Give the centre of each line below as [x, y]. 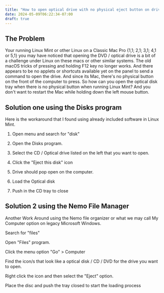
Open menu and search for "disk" [46, 134]
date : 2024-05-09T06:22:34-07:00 [39, 14]
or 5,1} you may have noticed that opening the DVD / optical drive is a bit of [80, 56]
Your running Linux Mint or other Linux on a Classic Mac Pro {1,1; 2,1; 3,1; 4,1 [81, 50]
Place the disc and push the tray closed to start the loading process [73, 285]
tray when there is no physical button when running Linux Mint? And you [78, 87]
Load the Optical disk [33, 181]
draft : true [17, 19]
